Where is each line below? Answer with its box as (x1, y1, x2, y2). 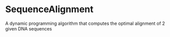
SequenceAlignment (5, 4, 94, 15)
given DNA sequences (5, 25, 52, 31)
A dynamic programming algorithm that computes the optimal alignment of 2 (5, 20, 165, 26)
